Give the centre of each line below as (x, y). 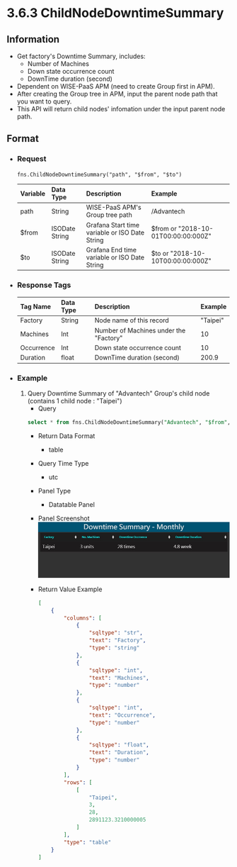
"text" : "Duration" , (119, 753)
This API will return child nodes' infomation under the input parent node (121, 109)
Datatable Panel (71, 504)
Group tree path (109, 215)
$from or (164, 229)
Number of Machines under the (140, 330)
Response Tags (44, 285)
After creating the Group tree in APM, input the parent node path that (117, 94)
